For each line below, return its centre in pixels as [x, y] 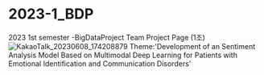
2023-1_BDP [51, 14]
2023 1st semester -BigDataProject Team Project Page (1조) [107, 37]
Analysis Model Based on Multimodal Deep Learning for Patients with [123, 55]
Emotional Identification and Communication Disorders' [100, 63]
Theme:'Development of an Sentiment [192, 46]
